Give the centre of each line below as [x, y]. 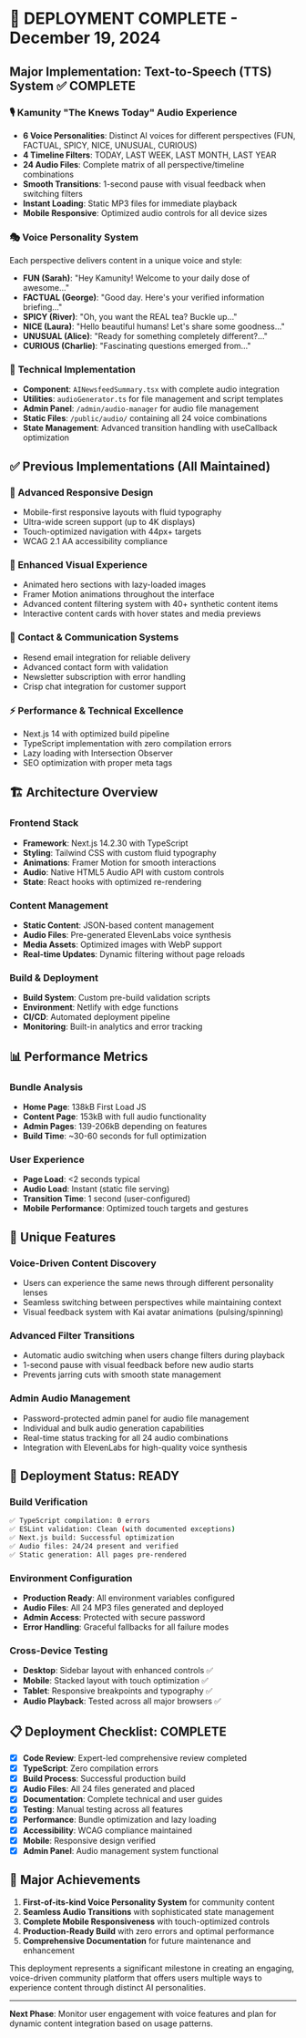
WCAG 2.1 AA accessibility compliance [95, 541]
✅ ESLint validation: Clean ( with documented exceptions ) [122, 1529]
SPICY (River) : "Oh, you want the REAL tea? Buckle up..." [130, 317]
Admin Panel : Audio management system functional [120, 1850]
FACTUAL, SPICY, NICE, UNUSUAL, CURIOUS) [110, 145]
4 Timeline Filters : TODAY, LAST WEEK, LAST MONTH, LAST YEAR [149, 155]
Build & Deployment [54, 977]
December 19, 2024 [85, 38]
